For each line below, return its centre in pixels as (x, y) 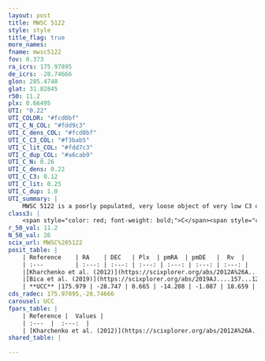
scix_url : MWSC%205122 (45, 243)
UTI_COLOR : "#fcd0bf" (44, 118)
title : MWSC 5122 (37, 23)
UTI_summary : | (33, 199)
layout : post (30, 15)
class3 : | (24, 214)
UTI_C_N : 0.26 (32, 162)
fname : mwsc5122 (35, 52)
